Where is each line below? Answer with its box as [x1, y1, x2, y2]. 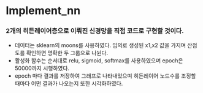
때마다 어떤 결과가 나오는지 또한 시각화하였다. [14, 80, 123, 87]
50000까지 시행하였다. [14, 65, 70, 72]
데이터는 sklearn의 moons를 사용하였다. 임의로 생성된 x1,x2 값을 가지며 [14, 42, 186, 49]
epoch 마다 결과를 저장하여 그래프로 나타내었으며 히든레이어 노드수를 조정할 [14, 72, 196, 80]
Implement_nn [6, 4, 81, 18]
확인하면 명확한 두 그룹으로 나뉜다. [26, 50, 109, 57]
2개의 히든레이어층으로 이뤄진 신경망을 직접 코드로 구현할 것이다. [6, 27, 185, 35]
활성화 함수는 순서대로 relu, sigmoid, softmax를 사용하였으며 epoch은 [14, 57, 183, 64]
